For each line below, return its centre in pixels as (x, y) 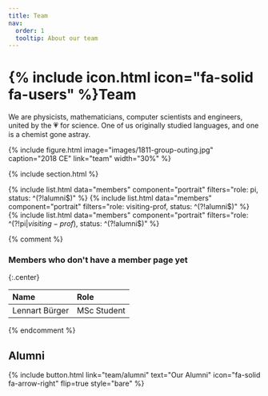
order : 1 (30, 30)
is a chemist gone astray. (49, 135)
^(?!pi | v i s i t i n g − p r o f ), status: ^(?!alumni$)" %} (84, 224)
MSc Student (101, 311)
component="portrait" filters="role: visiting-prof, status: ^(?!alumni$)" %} (129, 207)
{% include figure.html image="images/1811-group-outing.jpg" (111, 150)
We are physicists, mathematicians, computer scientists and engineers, (126, 117)
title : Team (28, 16)
